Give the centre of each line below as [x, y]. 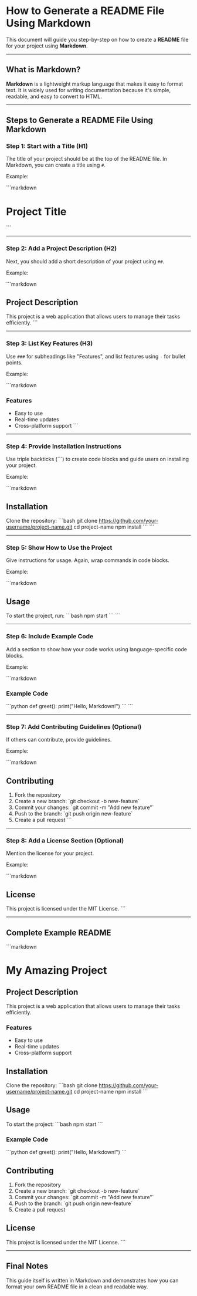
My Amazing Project [57, 971]
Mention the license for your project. [50, 853]
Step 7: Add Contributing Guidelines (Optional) [74, 727]
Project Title [36, 212]
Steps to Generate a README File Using [80, 121]
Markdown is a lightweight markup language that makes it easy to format [95, 84]
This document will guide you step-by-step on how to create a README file [97, 39]
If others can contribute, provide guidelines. [59, 740]
